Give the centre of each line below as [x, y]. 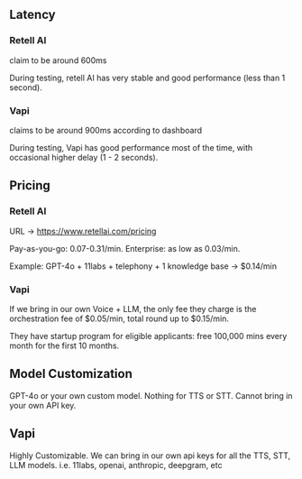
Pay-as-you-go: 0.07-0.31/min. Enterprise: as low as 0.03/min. [125, 248]
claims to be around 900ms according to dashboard [106, 130]
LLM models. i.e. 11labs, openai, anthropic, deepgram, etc [116, 465]
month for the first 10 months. [64, 345]
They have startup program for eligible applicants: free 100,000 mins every [148, 336]
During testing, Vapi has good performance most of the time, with [131, 147]
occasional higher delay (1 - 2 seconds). [84, 157]
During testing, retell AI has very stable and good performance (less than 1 [147, 78]
